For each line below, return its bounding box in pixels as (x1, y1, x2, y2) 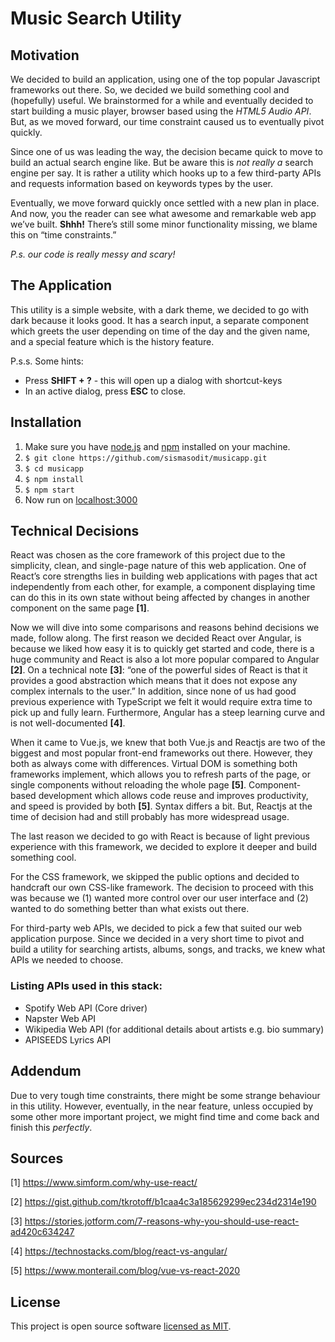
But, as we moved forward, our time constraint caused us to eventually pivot (10, 116, 325, 127)
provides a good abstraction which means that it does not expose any (10, 675, 298, 687)
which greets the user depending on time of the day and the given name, (10, 325, 311, 337)
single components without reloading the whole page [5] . (10, 779, 247, 791)
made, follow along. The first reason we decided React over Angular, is (10, 632, 302, 644)
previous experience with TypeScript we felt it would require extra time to (10, 696, 313, 708)
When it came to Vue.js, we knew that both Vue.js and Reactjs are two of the (10, 737, 326, 749)
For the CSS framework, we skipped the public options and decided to (10, 871, 300, 883)
